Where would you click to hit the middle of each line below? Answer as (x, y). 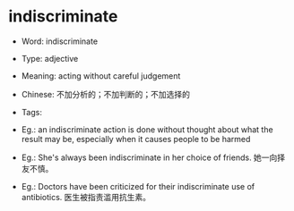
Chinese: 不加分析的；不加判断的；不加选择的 (105, 94)
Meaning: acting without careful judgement (101, 76)
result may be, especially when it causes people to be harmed (136, 139)
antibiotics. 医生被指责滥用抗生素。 (86, 197)
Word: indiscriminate (60, 41)
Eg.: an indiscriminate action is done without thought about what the (147, 129)
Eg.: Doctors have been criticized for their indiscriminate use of (138, 186)
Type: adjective (50, 58)
